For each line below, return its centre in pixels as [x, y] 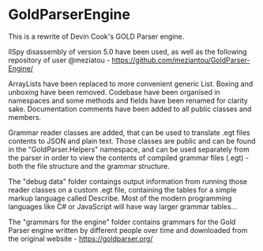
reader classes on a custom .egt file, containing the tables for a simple [122, 189]
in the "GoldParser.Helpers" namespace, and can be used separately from [129, 149]
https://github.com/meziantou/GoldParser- [181, 60]
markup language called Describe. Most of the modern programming [120, 198]
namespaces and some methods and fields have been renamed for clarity [128, 100]
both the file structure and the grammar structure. [89, 166]
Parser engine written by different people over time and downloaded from [128, 230]
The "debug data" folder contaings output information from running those [128, 181]
